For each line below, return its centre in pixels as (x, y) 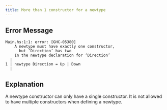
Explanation (25, 84)
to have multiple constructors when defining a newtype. (64, 102)
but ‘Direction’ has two (45, 51)
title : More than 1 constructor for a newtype (55, 10)
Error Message (29, 31)
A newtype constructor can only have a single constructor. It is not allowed (84, 96)
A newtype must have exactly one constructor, (65, 47)
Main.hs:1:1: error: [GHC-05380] (41, 42)
